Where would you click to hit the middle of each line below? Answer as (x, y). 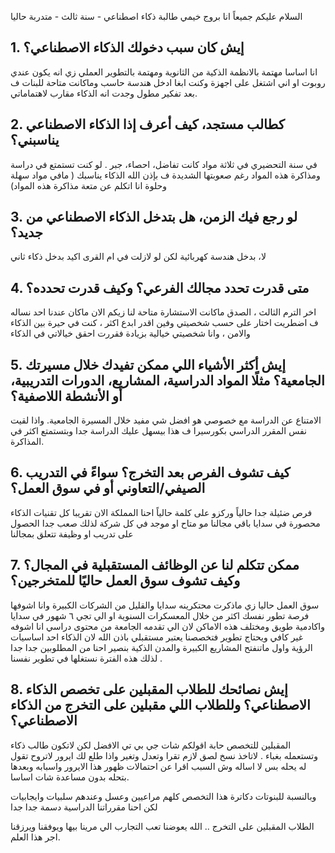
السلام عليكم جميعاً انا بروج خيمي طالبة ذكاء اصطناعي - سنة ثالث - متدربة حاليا (156, 16)
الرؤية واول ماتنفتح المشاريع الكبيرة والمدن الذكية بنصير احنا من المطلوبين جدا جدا (161, 647)
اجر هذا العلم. (35, 837)
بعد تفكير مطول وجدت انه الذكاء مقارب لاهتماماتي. (104, 93)
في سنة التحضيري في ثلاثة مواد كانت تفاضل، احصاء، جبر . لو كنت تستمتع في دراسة (164, 164)
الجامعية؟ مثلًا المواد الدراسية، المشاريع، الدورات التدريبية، (167, 380)
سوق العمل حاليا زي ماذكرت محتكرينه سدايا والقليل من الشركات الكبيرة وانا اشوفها (165, 605)
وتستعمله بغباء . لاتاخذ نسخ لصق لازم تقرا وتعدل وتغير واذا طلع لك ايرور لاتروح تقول (164, 755)
